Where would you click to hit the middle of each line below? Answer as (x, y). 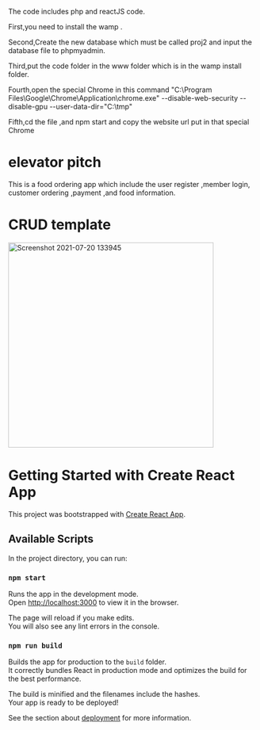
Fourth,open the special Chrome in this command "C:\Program (110, 90)
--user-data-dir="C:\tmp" (91, 107)
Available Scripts (51, 539)
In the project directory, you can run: (68, 558)
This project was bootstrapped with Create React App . (97, 514)
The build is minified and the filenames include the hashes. (104, 694)
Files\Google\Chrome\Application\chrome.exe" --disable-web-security (123, 98)
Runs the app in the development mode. (73, 594)
